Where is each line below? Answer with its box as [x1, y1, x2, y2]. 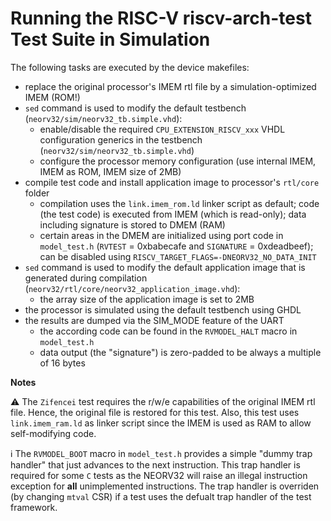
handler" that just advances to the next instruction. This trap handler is [10, 458, 301, 471]
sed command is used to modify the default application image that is [24, 261, 306, 273]
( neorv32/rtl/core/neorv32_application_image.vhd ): [24, 282, 241, 294]
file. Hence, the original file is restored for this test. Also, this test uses [10, 406, 300, 418]
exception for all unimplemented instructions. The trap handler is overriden [10, 480, 320, 492]
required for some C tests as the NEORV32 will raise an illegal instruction [10, 469, 308, 481]
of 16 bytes [39, 357, 86, 369]
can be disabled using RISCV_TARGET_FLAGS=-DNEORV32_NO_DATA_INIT [39, 250, 317, 262]
